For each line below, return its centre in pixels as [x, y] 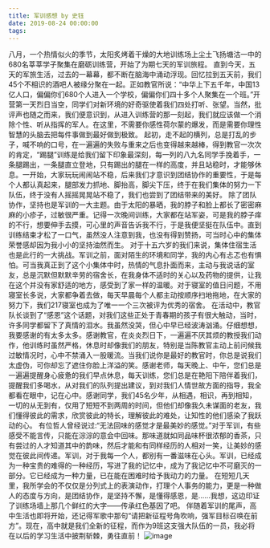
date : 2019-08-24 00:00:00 [53, 23]
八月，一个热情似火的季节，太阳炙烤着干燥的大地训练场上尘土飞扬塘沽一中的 [135, 55]
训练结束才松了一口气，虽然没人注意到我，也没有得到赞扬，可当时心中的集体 [135, 235]
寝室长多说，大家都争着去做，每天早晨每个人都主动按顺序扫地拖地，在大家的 [135, 295]
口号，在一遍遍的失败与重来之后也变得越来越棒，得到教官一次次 [156, 144]
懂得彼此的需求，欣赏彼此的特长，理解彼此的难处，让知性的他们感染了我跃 [138, 416]
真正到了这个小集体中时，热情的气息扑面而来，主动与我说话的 [145, 265]
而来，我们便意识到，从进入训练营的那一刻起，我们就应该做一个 [149, 115]
